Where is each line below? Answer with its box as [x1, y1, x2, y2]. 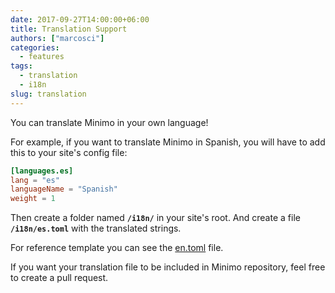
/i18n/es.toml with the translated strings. [10, 222, 182, 235]
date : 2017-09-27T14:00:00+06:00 [10, 14, 150, 25]
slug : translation [10, 89, 87, 99]
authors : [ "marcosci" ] [10, 33, 105, 43]
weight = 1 [10, 194, 56, 204]
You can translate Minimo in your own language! [10, 116, 209, 128]
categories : [10, 42, 60, 53]
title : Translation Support [10, 24, 128, 34]
